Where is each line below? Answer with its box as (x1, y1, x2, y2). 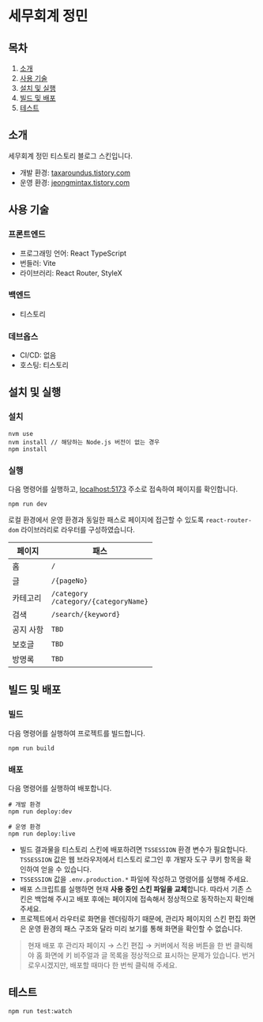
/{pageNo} (51, 577, 88, 585)
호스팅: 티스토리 (19, 361, 69, 370)
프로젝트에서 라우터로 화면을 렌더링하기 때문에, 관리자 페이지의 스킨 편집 (19, 914, 242, 924)
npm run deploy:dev (8, 808, 73, 816)
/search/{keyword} (51, 610, 121, 619)
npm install (8, 445, 47, 453)
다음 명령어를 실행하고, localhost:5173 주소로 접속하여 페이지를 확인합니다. (8, 484, 239, 494)
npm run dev (8, 500, 47, 509)
